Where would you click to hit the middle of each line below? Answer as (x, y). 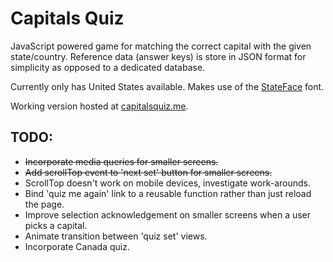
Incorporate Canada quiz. (77, 246)
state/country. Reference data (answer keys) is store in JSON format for (158, 56)
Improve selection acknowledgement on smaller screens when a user (168, 214)
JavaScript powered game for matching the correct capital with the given (161, 46)
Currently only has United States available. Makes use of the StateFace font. (167, 86)
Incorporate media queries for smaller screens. (121, 161)
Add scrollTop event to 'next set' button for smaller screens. (148, 172)
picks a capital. (56, 225)
